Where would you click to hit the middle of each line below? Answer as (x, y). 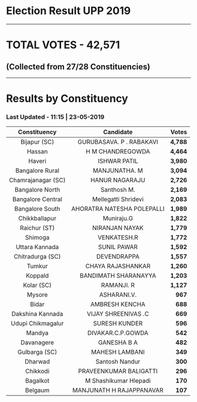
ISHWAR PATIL (118, 161)
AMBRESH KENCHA (118, 304)
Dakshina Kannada (37, 314)
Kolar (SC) (37, 285)
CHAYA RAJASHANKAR (118, 266)
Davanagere (37, 343)
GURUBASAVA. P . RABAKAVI (118, 142)
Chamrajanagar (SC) (38, 180)
